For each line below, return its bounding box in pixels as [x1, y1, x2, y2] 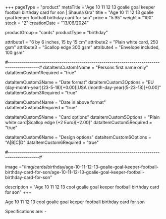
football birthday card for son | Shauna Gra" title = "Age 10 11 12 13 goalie [5, 9, 154, 15]
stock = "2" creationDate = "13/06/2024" [5, 20, 89, 26]
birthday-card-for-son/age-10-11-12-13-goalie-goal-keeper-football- [5, 169, 145, 175]
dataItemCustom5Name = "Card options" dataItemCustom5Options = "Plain [5, 114, 160, 120]
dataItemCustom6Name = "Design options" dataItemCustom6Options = [5, 134, 152, 140]
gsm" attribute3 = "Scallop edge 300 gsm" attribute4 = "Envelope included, [5, 44, 160, 50]
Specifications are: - [5, 209, 47, 214]
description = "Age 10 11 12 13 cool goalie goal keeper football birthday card [5, 184, 160, 190]
